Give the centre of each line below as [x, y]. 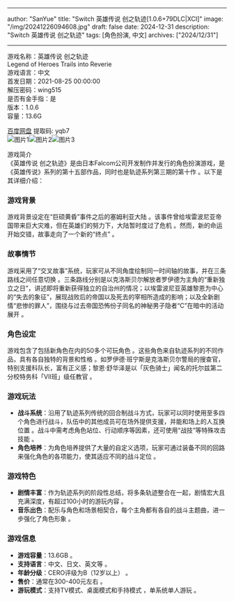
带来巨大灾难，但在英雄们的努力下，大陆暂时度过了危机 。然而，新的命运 [118, 226]
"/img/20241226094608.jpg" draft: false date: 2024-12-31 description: [109, 26]
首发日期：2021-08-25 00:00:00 [54, 81]
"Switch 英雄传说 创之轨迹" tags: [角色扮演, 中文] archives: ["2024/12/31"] [113, 35]
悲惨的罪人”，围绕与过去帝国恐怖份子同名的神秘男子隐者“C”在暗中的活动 [120, 305]
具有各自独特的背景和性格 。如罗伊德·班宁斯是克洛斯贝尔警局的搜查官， [122, 359]
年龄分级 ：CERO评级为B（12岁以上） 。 [75, 572]
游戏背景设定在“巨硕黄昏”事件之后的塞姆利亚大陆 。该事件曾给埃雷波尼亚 [111, 217]
